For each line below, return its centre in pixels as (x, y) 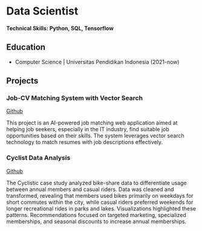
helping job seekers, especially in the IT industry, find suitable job (88, 129)
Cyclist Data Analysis (38, 158)
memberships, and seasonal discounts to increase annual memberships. (96, 221)
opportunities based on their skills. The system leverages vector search (95, 136)
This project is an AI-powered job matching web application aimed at (92, 123)
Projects (22, 81)
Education (26, 47)
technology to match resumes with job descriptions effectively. (85, 142)
